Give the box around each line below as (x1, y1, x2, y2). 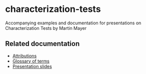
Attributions (12, 53, 37, 59)
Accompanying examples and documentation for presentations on (5, 20, 141, 26)
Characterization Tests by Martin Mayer (5, 25, 86, 31)
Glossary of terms (12, 58, 50, 64)
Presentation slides (12, 63, 52, 69)
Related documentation (5, 40, 80, 48)
